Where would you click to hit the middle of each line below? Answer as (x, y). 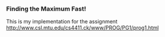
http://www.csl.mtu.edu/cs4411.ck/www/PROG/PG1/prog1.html (82, 28)
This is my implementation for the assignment (62, 22)
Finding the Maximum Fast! (46, 9)
